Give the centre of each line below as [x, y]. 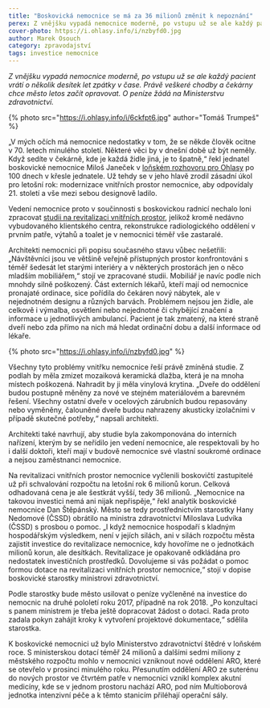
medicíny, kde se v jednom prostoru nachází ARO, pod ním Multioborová [128, 687]
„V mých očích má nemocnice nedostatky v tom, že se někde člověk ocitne [132, 142]
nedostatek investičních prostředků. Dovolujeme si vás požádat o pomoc [129, 561]
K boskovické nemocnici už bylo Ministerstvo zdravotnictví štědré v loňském [135, 643]
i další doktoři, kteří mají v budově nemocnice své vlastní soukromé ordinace [135, 451]
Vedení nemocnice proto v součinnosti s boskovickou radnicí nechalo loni [130, 209]
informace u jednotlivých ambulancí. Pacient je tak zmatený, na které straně [133, 319]
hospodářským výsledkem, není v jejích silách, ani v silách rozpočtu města [132, 535]
